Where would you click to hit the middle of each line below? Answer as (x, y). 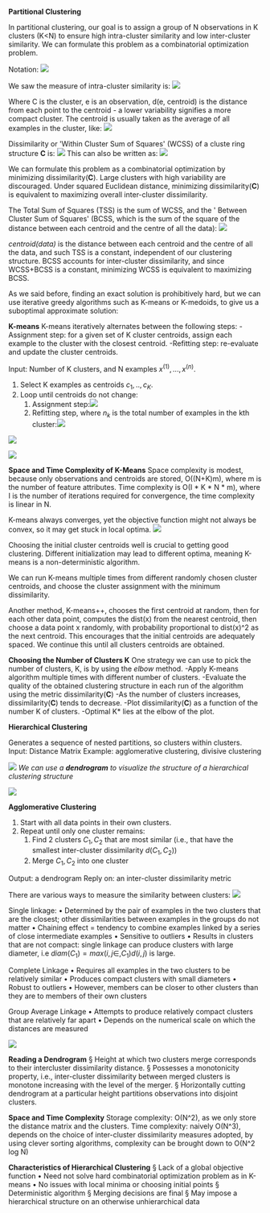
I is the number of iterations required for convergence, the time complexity (132, 496)
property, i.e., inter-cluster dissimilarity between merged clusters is (119, 1076)
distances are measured (48, 1029)
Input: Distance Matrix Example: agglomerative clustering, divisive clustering (135, 751)
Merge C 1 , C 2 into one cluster (80, 861)
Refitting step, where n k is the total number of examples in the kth (141, 414)
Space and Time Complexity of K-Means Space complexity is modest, (126, 471)
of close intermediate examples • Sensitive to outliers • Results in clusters (131, 935)
